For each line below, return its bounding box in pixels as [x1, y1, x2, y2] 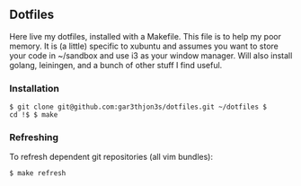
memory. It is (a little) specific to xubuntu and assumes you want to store [9, 40, 279, 51]
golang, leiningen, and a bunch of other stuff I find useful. [9, 59, 223, 70]
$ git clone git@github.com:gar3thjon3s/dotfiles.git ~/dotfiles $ [9, 102, 268, 111]
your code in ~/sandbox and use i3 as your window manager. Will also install [9, 49, 293, 61]
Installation [9, 82, 60, 94]
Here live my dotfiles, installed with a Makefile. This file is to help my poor [9, 31, 281, 41]
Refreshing [9, 131, 59, 144]
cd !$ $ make [9, 111, 58, 120]
